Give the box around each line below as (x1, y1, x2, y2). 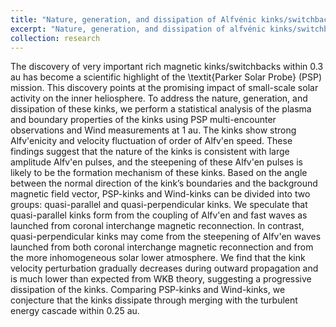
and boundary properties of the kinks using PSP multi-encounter (10, 114, 277, 126)
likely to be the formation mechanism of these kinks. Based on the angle (10, 167, 308, 179)
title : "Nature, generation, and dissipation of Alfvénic (10, 14, 257, 25)
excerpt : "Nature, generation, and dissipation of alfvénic (10, 24, 267, 34)
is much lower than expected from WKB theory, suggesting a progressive (10, 273, 312, 285)
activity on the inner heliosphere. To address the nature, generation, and (10, 92, 308, 105)
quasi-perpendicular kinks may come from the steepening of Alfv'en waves (10, 231, 322, 243)
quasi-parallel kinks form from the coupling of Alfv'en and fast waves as (10, 209, 308, 221)
